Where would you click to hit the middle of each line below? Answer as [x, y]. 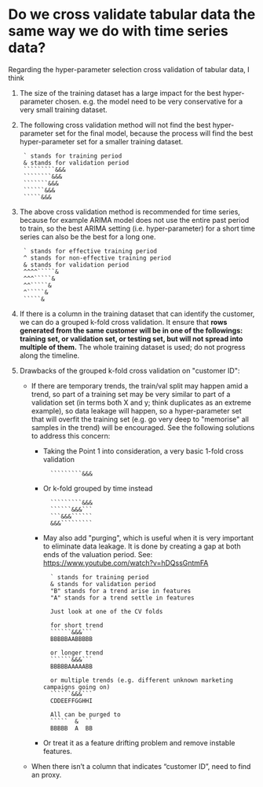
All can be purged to [85, 714]
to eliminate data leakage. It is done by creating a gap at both [142, 546]
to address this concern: [71, 435]
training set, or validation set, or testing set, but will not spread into [131, 338]
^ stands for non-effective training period [97, 258]
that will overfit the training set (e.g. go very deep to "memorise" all [140, 419]
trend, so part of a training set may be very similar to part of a [131, 394]
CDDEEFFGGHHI [71, 701]
